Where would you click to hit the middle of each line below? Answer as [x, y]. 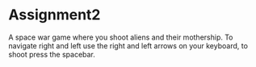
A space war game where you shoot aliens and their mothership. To [121, 37]
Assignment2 [55, 15]
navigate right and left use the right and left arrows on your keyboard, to [128, 45]
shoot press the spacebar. [52, 54]
